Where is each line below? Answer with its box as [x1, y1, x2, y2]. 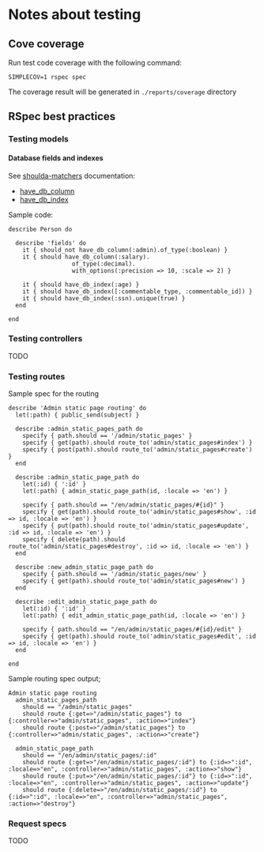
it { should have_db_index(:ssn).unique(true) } [22, 294, 186, 302]
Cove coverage [8, 37, 85, 51]
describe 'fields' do [15, 239, 87, 247]
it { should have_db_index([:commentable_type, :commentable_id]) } [22, 287, 253, 296]
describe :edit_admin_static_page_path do [15, 598, 157, 606]
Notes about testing [8, 6, 141, 24]
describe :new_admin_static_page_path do [15, 564, 154, 571]
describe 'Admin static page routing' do [8, 405, 147, 413]
